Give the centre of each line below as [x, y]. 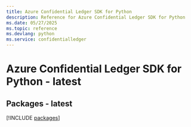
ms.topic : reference [32, 28]
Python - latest [44, 82]
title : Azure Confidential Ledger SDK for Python [69, 12]
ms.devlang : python [30, 34]
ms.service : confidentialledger [46, 39]
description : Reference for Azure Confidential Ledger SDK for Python [96, 17]
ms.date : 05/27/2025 [32, 23]
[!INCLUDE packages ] [33, 118]
